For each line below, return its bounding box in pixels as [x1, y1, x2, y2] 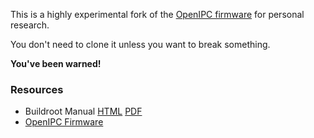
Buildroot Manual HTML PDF [24, 105, 143, 118]
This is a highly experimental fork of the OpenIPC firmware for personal [10, 9, 305, 20]
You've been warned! [10, 58, 102, 69]
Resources [10, 82, 64, 96]
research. [10, 19, 50, 31]
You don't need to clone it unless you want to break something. [10, 39, 271, 50]
